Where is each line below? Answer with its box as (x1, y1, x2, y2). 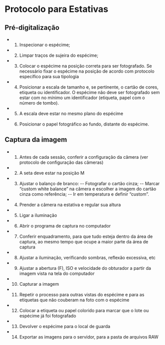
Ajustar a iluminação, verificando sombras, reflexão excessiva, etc (19, 254, 156, 260)
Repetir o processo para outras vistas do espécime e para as (19, 291, 145, 297)
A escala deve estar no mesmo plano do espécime (19, 111, 123, 116)
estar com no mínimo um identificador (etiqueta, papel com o (19, 95, 145, 101)
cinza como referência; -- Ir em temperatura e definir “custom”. (19, 191, 149, 197)
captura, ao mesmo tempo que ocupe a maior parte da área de (19, 238, 149, 244)
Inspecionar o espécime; (19, 42, 70, 48)
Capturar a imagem (19, 281, 59, 287)
